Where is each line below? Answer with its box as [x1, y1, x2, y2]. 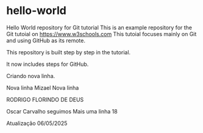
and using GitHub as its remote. [6, 37, 85, 44]
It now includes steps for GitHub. [6, 60, 89, 68]
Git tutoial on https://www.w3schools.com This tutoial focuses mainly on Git [6, 30, 197, 37]
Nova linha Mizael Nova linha [6, 84, 79, 92]
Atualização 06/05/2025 [6, 120, 68, 127]
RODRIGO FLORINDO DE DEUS [6, 96, 84, 103]
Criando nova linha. [6, 72, 55, 79]
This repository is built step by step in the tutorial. [6, 48, 131, 56]
